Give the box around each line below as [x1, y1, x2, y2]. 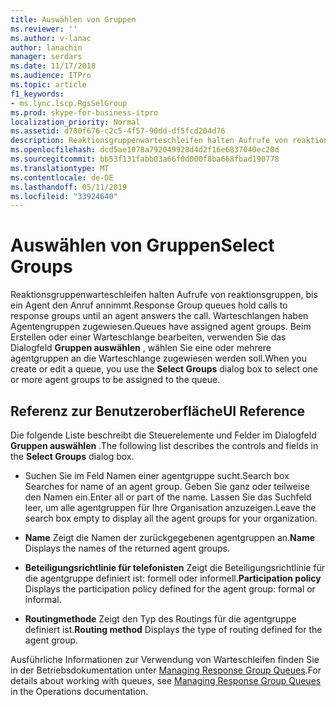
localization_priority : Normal [10, 117, 141, 127]
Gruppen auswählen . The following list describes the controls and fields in [10, 440, 319, 451]
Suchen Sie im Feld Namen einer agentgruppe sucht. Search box [24, 470, 290, 481]
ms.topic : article [10, 80, 87, 90]
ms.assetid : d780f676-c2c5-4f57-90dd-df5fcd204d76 [10, 126, 226, 136]
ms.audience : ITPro [10, 71, 92, 81]
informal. [24, 594, 62, 605]
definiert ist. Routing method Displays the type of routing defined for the [24, 624, 323, 635]
